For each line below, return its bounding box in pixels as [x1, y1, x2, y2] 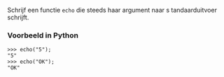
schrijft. [7, 13, 29, 22]
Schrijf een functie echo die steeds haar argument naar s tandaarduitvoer [7, 6, 217, 14]
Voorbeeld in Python [7, 31, 79, 40]
